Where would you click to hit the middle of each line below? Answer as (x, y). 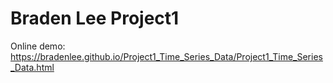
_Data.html (32, 67)
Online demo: (38, 46)
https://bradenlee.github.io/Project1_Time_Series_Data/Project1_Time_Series (166, 56)
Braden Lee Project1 (95, 18)
